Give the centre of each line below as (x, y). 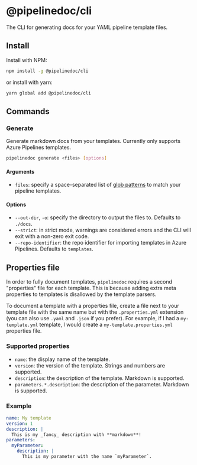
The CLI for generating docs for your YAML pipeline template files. (87, 27)
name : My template (29, 418)
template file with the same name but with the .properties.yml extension (95, 312)
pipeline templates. (38, 191)
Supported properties (38, 346)
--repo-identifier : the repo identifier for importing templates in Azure (101, 243)
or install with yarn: (29, 82)
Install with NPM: (27, 60)
